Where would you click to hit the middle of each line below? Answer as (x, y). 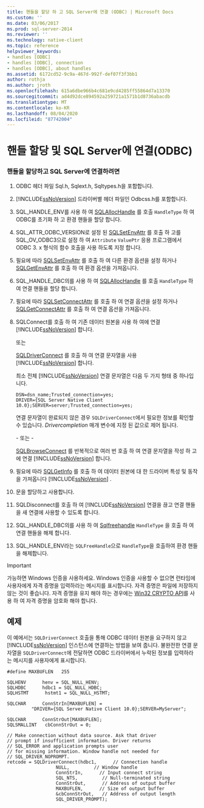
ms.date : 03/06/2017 (33, 23)
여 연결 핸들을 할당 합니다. (46, 288)
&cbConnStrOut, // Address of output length (115, 794)
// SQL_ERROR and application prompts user (63, 746)
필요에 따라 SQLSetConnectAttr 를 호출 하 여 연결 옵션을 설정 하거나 (97, 301)
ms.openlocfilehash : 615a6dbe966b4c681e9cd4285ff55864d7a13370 (89, 91)
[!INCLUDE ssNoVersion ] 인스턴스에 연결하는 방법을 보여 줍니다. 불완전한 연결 (99, 645)
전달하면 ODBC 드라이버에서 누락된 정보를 (122, 653)
